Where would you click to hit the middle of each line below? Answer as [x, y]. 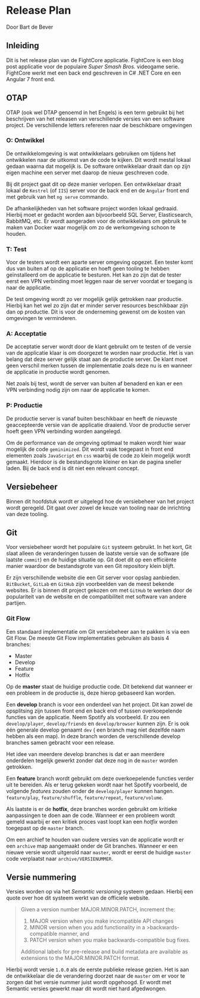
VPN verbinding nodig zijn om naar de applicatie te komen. [78, 390]
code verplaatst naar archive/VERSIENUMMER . [60, 858]
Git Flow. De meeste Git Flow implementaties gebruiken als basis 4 [88, 638]
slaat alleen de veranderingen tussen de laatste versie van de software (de [98, 554]
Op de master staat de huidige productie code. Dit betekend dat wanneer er [99, 686]
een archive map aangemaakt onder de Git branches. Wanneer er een [92, 846]
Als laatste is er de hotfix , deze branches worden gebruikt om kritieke [92, 809]
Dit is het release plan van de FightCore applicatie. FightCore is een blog [95, 60]
